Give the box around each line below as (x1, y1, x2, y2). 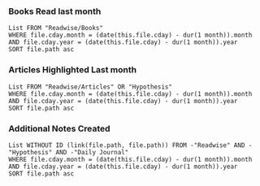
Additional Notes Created (8, 123, 111, 134)
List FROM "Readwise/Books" (8, 24, 104, 32)
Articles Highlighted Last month (8, 64, 136, 76)
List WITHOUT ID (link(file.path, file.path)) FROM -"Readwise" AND (8, 141, 245, 149)
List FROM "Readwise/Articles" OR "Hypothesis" (8, 83, 173, 91)
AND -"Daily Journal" (55, 148, 129, 156)
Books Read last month (8, 6, 102, 17)
